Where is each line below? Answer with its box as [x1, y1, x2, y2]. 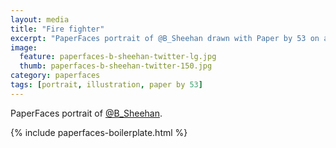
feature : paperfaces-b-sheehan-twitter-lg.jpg [19, 52, 217, 62]
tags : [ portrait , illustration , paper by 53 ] [10, 80, 203, 90]
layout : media [10, 14, 70, 25]
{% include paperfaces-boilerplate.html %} [10, 126, 188, 138]
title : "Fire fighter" [10, 24, 105, 34]
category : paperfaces [10, 71, 101, 81]
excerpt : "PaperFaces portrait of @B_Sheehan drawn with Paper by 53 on [10, 33, 320, 43]
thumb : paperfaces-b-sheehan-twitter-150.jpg [19, 61, 213, 71]
